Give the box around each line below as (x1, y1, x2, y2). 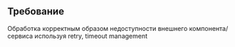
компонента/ (189, 24, 229, 32)
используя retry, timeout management (34, 32, 148, 40)
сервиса (7, 32, 33, 40)
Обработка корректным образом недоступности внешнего (7, 24, 188, 32)
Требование (7, 6, 65, 18)
